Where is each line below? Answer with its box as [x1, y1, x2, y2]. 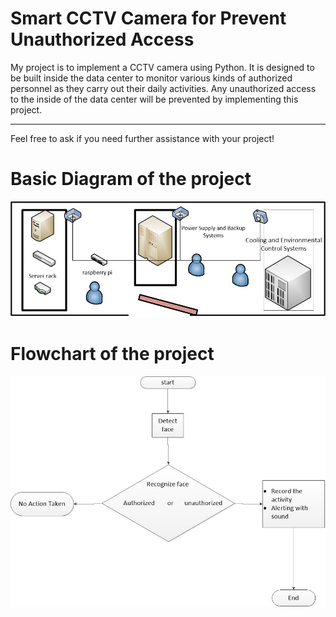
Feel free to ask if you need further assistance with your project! [10, 132, 275, 144]
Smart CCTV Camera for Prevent [10, 7, 287, 30]
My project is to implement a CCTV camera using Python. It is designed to [10, 61, 315, 73]
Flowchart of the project [10, 342, 215, 365]
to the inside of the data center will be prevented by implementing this [10, 93, 299, 105]
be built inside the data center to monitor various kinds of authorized [10, 72, 293, 84]
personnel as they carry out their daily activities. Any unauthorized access [10, 82, 317, 94]
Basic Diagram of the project [10, 168, 252, 191]
